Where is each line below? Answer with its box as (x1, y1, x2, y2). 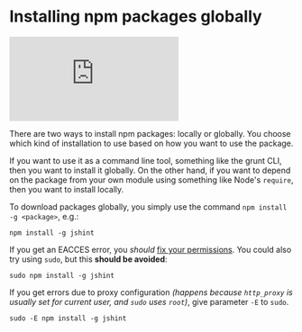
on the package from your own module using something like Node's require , (9, 174, 294, 185)
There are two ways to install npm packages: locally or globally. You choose (9, 128, 291, 139)
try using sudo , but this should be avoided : (9, 254, 169, 265)
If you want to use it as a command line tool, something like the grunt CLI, (9, 155, 282, 166)
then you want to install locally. (9, 184, 124, 194)
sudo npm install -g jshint (9, 271, 115, 280)
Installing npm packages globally (9, 6, 263, 27)
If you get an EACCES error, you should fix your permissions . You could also (9, 244, 292, 255)
